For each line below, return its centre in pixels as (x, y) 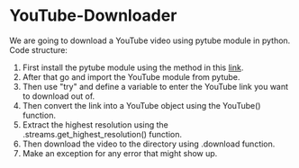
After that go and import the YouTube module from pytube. (131, 76)
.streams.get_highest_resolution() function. (102, 134)
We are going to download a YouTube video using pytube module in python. (150, 40)
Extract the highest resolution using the (95, 124)
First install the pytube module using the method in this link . (133, 67)
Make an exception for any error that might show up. (120, 153)
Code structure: (38, 49)
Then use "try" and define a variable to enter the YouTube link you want (155, 86)
